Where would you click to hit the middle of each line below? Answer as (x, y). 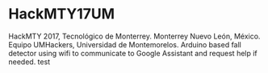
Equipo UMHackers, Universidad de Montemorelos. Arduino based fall (125, 44)
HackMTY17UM (62, 14)
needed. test (29, 62)
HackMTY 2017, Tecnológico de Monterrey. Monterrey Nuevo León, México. (134, 36)
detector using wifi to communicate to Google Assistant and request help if (133, 53)
